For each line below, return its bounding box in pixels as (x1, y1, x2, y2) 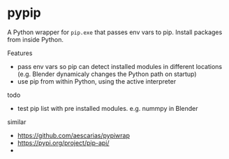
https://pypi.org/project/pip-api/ (17, 138, 110, 147)
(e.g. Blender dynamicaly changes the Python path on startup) (17, 70, 197, 78)
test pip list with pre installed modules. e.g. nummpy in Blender (17, 104, 198, 112)
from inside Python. (7, 35, 64, 43)
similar (7, 117, 27, 126)
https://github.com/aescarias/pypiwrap (17, 131, 131, 139)
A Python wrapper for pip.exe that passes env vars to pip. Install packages (7, 28, 223, 36)
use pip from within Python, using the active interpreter (17, 77, 177, 85)
